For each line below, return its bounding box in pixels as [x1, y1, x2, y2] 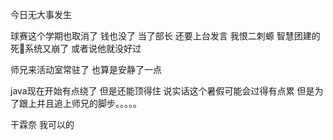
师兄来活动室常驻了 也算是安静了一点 [10, 64, 162, 75]
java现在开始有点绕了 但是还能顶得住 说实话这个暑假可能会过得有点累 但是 [10, 85, 315, 97]
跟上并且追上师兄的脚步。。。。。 [18, 98, 142, 109]
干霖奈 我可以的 [10, 119, 75, 130]
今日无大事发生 [10, 9, 72, 20]
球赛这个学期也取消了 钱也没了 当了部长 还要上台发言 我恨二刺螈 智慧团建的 [10, 30, 321, 42]
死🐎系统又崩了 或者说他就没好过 [10, 43, 142, 54]
